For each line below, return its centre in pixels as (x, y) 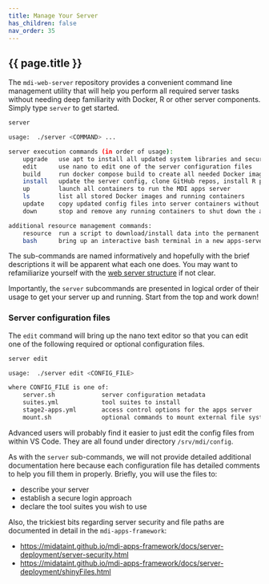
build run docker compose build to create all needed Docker (134, 174)
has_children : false (43, 23)
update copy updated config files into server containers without (141, 204)
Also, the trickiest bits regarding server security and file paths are (116, 521)
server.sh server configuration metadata (114, 395)
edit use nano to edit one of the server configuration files (137, 166)
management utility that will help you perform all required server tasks (124, 91)
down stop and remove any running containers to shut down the (139, 211)
